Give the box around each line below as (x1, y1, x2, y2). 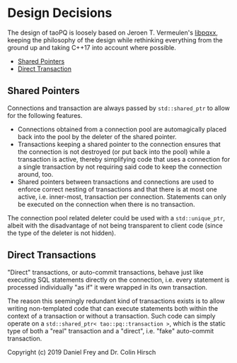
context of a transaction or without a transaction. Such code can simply (7, 311, 216, 320)
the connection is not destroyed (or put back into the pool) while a (17, 147, 211, 156)
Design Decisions (7, 5, 112, 21)
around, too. (17, 169, 54, 178)
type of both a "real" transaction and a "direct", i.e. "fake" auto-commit (7, 326, 214, 335)
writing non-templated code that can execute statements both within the (7, 304, 218, 312)
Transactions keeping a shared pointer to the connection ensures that (17, 140, 221, 148)
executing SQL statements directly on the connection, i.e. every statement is (7, 275, 230, 284)
